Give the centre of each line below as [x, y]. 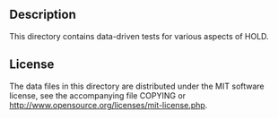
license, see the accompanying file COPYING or [98, 95]
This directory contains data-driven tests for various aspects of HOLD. [139, 36]
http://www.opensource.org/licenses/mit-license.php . [109, 105]
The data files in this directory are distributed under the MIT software [137, 86]
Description [43, 15]
